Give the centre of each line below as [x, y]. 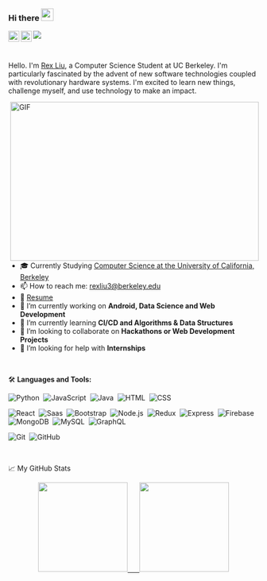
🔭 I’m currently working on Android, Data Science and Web [118, 306]
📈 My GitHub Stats [40, 468]
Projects [34, 340]
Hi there [24, 17]
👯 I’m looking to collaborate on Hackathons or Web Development [127, 331]
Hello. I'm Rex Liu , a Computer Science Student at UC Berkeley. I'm [118, 66]
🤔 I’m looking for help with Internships [83, 348]
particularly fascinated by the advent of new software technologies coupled [132, 74]
